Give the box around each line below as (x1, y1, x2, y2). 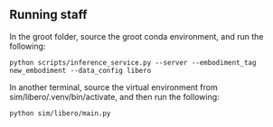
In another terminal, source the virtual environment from (9, 81, 219, 93)
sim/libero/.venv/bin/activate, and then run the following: (9, 91, 220, 102)
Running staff (9, 7, 88, 23)
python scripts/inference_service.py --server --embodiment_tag (9, 58, 257, 67)
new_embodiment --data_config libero (9, 66, 152, 75)
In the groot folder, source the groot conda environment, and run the (9, 31, 264, 41)
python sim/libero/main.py (9, 108, 111, 118)
